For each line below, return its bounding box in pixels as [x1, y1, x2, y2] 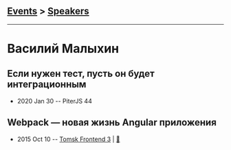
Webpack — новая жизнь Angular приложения [7, 116, 217, 129]
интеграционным [7, 79, 87, 90]
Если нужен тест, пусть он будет [7, 68, 155, 79]
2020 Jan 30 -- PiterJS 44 [16, 97, 93, 105]
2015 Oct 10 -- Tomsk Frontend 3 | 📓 [16, 135, 120, 143]
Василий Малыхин [7, 41, 119, 56]
